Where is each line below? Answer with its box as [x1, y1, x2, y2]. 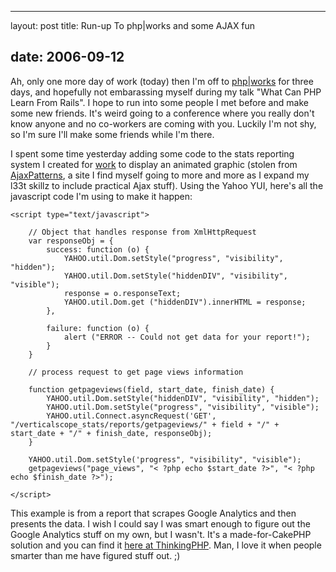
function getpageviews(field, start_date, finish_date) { [28, 384, 275, 395]
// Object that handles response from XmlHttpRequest [28, 227, 257, 237]
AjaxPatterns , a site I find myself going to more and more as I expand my [10, 169, 310, 181]
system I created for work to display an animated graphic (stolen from [10, 158, 298, 170]
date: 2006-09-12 [10, 49, 125, 66]
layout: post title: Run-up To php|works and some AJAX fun [10, 20, 256, 31]
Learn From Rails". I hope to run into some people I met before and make [10, 96, 309, 108]
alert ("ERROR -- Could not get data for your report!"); [63, 332, 311, 342]
